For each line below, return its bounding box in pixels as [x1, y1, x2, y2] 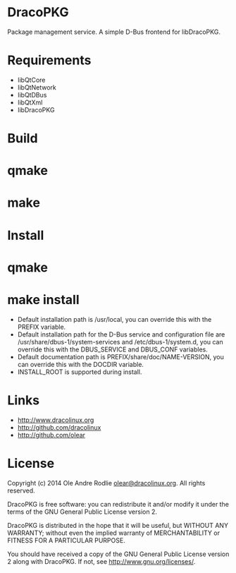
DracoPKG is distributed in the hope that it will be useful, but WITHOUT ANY [7, 521, 229, 529]
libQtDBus [17, 90, 47, 99]
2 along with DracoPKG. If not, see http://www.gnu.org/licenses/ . [7, 557, 196, 565]
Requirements [7, 52, 92, 68]
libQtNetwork [17, 83, 56, 92]
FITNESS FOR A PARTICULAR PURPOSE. [7, 536, 125, 544]
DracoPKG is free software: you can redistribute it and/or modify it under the [7, 500, 229, 508]
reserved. [7, 486, 35, 495]
